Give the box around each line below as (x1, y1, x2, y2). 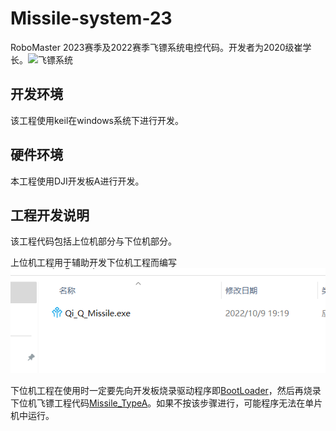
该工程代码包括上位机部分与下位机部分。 (10, 235, 177, 247)
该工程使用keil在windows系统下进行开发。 (10, 114, 184, 126)
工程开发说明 (10, 207, 90, 224)
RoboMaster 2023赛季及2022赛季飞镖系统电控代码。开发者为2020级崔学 (10, 41, 312, 53)
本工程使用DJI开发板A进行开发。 (10, 175, 145, 187)
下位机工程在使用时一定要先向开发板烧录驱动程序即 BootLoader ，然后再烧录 (10, 384, 322, 396)
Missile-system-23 (10, 7, 173, 30)
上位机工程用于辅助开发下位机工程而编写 (10, 257, 177, 269)
